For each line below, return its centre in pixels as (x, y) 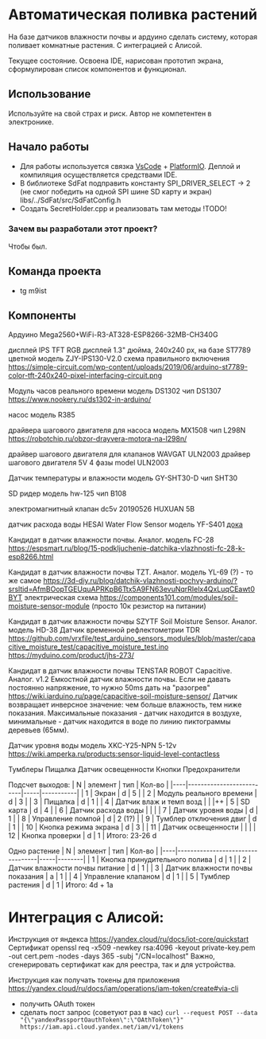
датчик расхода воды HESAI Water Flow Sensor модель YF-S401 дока (126, 524)
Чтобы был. (28, 246)
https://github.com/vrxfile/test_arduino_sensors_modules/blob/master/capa (132, 638)
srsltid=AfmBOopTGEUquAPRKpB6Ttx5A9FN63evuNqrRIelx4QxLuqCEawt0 (132, 589)
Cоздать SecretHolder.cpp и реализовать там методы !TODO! (123, 208)
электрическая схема (61, 598)
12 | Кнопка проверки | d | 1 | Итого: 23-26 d (83, 836)
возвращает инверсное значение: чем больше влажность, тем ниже (125, 705)
